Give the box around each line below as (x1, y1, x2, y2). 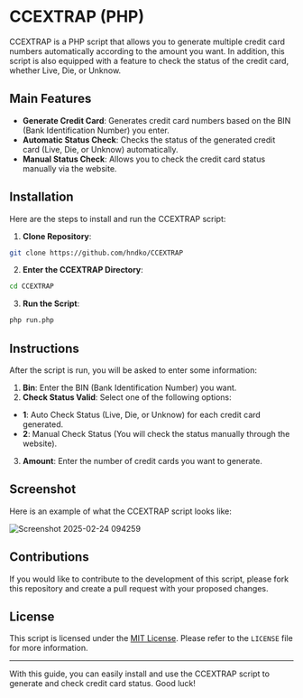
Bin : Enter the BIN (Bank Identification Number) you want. (22, 382, 237, 393)
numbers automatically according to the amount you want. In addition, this (9, 45, 286, 56)
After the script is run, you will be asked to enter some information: (9, 365, 257, 376)
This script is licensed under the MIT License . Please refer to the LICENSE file (9, 633, 293, 644)
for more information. (9, 643, 88, 654)
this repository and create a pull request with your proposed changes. (9, 582, 269, 593)
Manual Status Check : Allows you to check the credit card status (22, 154, 266, 164)
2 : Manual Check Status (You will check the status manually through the (22, 429, 290, 439)
